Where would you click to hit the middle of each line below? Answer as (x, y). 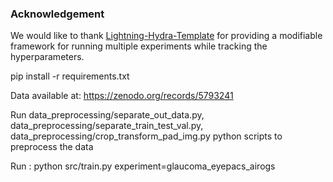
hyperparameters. (47, 57)
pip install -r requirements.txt (70, 76)
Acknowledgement (57, 14)
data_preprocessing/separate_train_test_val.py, (107, 126)
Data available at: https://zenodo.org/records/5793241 (122, 96)
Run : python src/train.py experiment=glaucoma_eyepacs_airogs (143, 166)
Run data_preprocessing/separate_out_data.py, (107, 115)
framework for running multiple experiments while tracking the (139, 46)
